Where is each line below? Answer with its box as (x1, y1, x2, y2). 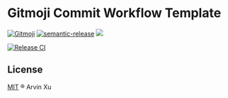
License (7, 64, 43, 76)
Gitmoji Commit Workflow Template (7, 5, 222, 21)
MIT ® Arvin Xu (7, 82, 52, 91)
